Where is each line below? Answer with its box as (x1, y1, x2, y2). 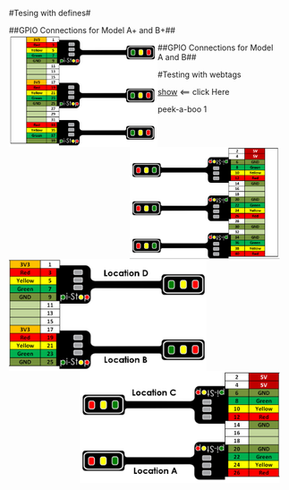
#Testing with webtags (157, 69, 242, 80)
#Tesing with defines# (9, 8, 91, 18)
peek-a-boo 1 (157, 104, 208, 115)
